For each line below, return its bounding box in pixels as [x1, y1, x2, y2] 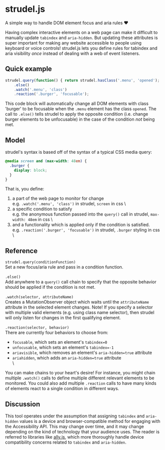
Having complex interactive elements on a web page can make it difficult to [5, 29, 158, 35]
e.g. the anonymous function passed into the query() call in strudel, [12, 211, 150, 217]
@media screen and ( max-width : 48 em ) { [5, 159, 87, 164]
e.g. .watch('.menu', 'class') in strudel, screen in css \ [12, 201, 126, 207]
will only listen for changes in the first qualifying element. [5, 315, 121, 321]
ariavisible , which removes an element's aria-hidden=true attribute [12, 350, 152, 356]
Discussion [5, 400, 40, 408]
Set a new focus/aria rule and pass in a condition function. [5, 264, 124, 270]
